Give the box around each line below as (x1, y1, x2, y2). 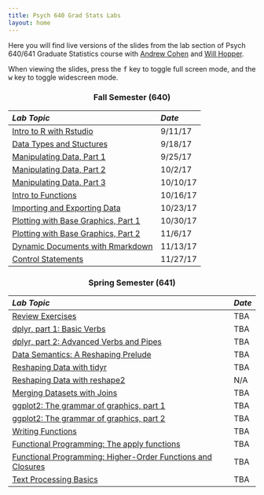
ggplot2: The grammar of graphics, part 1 (12, 401, 166, 412)
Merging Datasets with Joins (12, 387, 118, 398)
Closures (12, 461, 46, 472)
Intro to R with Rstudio (12, 125, 93, 136)
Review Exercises (12, 311, 77, 322)
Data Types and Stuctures (12, 139, 108, 150)
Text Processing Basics (12, 474, 98, 485)
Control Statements (12, 253, 84, 264)
